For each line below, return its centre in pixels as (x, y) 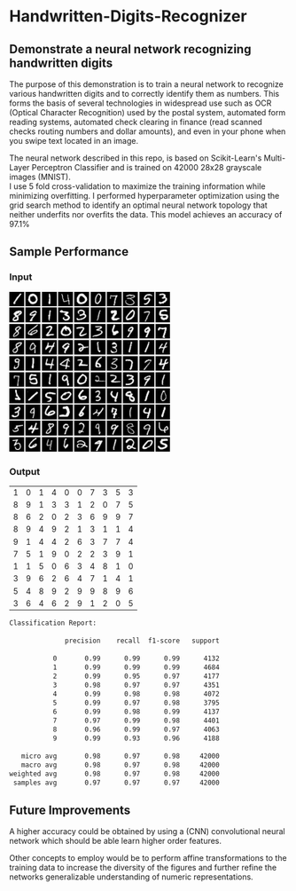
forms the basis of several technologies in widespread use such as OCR (140, 103)
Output (25, 471)
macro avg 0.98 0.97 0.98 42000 (120, 765)
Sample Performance (69, 252)
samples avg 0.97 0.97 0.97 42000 (116, 783)
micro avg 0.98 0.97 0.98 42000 (120, 756)
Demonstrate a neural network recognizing (130, 49)
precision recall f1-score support (142, 641)
